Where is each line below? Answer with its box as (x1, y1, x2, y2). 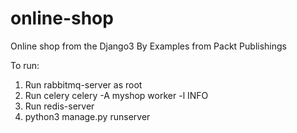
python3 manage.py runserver (24, 110, 151, 122)
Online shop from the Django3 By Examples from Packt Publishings (10, 40, 287, 52)
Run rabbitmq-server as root (24, 78, 143, 91)
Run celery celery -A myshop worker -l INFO (24, 89, 209, 101)
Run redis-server (24, 100, 95, 112)
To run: (10, 59, 40, 71)
